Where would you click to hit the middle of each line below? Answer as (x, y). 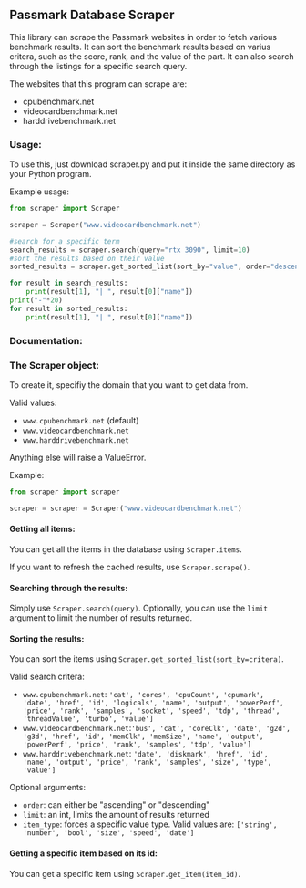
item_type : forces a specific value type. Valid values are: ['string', (150, 824)
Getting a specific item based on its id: (83, 853)
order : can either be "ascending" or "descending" (116, 805)
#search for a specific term (65, 241)
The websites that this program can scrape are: (98, 84)
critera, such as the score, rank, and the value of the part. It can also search (152, 56)
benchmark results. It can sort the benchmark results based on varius (140, 47)
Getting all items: (42, 529)
